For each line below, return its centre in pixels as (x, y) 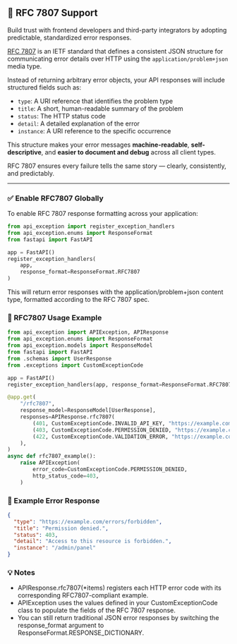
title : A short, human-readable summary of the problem (100, 108)
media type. (25, 66)
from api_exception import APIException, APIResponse (88, 332)
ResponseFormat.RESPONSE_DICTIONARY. (81, 633)
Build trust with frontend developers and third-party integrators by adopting (117, 30)
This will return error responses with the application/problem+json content (115, 292)
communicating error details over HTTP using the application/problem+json (118, 59)
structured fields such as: (44, 87)
